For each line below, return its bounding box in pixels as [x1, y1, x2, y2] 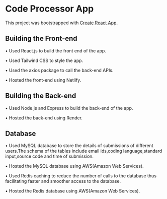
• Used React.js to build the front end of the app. [5, 47, 107, 53]
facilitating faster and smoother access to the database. [5, 178, 121, 184]
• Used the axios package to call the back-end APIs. [5, 67, 114, 73]
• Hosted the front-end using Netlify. [5, 77, 81, 83]
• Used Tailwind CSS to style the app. [5, 57, 83, 63]
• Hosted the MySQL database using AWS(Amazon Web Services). [5, 163, 144, 169]
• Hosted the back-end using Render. [5, 114, 83, 121]
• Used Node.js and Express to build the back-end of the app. [5, 105, 133, 111]
